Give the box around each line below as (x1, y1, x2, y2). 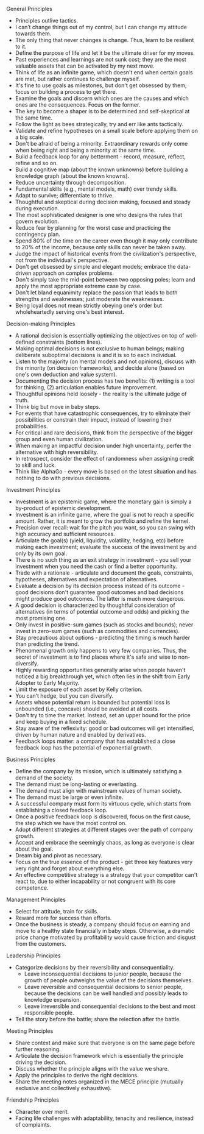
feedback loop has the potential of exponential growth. (15, 744, 153, 751)
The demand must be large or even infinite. (15, 793, 124, 801)
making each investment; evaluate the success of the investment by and (15, 544, 197, 550)
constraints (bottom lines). (36, 338, 102, 346)
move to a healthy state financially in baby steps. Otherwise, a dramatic (15, 927, 195, 934)
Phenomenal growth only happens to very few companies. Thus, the (15, 647, 187, 654)
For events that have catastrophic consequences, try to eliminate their (15, 409, 191, 417)
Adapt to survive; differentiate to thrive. (15, 192, 114, 199)
